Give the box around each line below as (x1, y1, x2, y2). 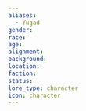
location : (8, 63, 41, 70)
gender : (8, 26, 34, 34)
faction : (8, 70, 37, 77)
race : (8, 33, 26, 41)
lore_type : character (8, 84, 79, 92)
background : (8, 55, 47, 63)
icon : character (8, 91, 61, 99)
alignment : (8, 48, 44, 55)
